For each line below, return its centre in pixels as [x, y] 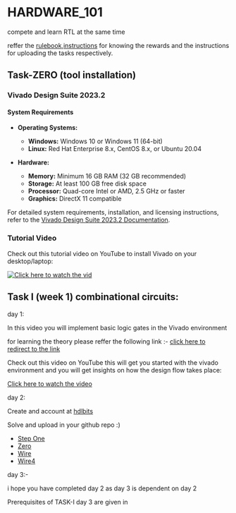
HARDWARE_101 [55, 12]
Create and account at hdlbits [50, 411]
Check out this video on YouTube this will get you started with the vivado [113, 362]
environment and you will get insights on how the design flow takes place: [114, 370]
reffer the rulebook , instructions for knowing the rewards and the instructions [118, 45]
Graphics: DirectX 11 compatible [75, 199]
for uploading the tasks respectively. [60, 53]
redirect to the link [34, 349]
